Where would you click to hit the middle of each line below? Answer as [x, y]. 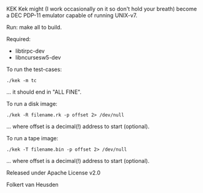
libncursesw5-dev [38, 57]
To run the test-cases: [34, 69]
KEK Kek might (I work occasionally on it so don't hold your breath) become [102, 9]
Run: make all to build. [34, 27]
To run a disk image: [32, 104]
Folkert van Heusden [33, 184]
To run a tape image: [32, 138]
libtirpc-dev [30, 51]
